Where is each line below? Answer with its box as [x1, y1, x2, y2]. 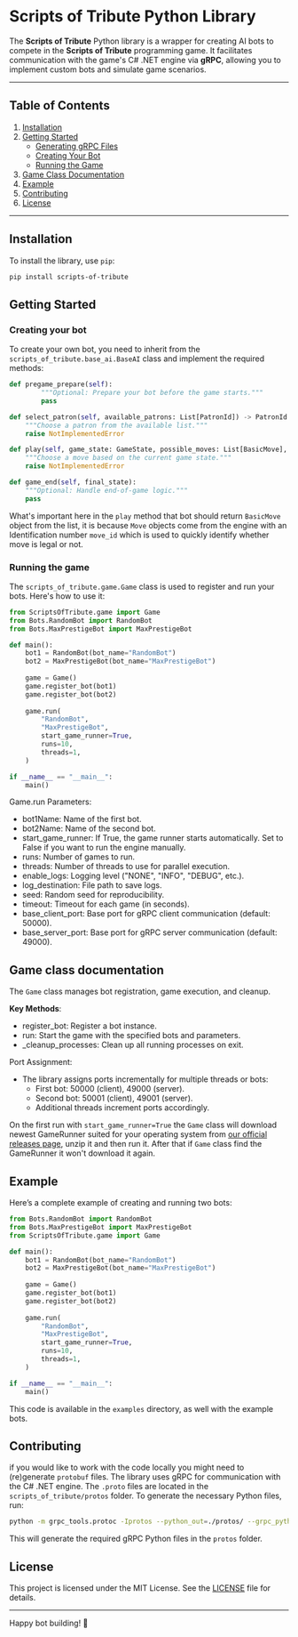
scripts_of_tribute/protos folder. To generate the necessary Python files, [9, 1490, 282, 1501]
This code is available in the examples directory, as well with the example [9, 1403, 273, 1414]
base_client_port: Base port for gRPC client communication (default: [21, 908, 271, 919]
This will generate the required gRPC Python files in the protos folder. [9, 1533, 263, 1544]
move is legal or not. [9, 538, 84, 549]
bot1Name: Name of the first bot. [21, 814, 142, 825]
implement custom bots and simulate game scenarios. [9, 64, 207, 75]
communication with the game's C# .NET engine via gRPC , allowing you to [9, 54, 281, 65]
